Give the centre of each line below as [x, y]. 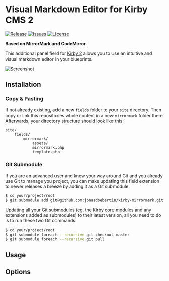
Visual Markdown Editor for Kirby [76, 9]
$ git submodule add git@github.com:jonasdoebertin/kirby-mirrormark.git [84, 200]
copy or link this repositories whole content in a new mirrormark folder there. [85, 115]
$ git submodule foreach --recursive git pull [55, 239]
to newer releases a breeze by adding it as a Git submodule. [68, 186]
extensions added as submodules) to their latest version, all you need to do [83, 215]
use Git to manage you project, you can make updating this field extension [82, 181]
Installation [23, 85]
